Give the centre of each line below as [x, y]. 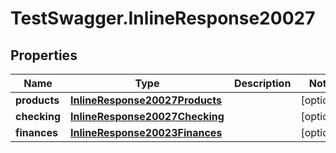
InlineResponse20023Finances [146, 132]
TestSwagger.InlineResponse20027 [163, 18]
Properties [44, 55]
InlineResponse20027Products [146, 100]
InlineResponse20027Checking [147, 116]
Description [262, 83]
